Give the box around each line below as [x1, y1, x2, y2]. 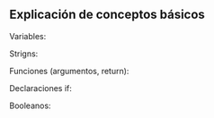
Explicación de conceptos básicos [9, 7, 205, 22]
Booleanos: [9, 100, 51, 111]
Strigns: [9, 48, 39, 59]
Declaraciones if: [9, 82, 72, 93]
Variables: [9, 30, 47, 41]
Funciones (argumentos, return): [9, 65, 129, 76]
